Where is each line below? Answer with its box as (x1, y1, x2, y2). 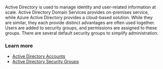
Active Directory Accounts (12, 53, 66, 59)
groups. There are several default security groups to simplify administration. (5, 30, 159, 36)
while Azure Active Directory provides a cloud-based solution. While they (5, 15, 153, 20)
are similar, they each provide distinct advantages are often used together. (5, 20, 155, 25)
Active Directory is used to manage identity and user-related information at (5, 4, 156, 10)
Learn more (5, 42, 33, 49)
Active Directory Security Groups (12, 59, 79, 65)
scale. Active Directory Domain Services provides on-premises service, (5, 9, 149, 15)
